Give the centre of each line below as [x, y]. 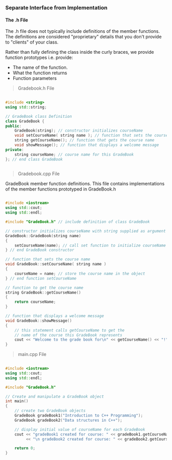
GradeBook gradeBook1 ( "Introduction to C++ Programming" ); [79, 415]
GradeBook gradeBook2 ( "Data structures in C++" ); [69, 420]
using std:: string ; [26, 107]
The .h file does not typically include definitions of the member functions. [83, 31]
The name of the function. [40, 68]
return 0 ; [25, 448]
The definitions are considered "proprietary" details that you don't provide [84, 37]
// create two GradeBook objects [50, 411]
